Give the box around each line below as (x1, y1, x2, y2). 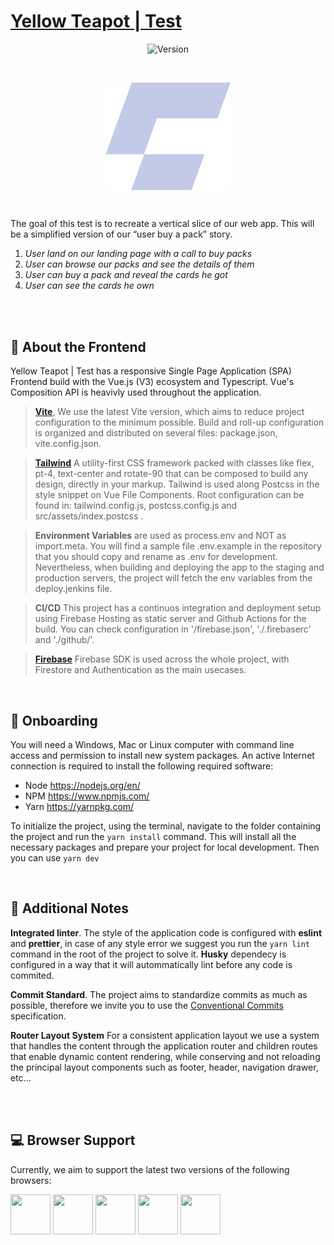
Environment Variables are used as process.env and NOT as (34, 530, 287, 542)
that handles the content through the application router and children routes (10, 1040, 318, 1052)
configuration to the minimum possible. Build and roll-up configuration (34, 416, 325, 429)
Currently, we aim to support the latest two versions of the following (10, 1163, 290, 1175)
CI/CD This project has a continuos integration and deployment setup (34, 602, 322, 614)
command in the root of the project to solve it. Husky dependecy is (10, 948, 287, 960)
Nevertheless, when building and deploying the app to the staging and (34, 561, 325, 574)
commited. (10, 969, 55, 981)
